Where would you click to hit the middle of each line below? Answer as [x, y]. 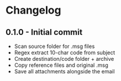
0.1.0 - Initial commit [44, 32]
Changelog [33, 10]
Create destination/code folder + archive [64, 59]
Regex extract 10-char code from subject [65, 53]
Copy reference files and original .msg [61, 65]
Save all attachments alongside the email [64, 71]
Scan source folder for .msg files [54, 46]
